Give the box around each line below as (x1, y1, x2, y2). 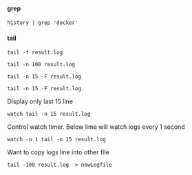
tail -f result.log (7, 49, 63, 56)
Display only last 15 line (7, 97, 74, 105)
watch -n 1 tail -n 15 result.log (7, 136, 107, 143)
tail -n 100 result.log (7, 61, 76, 68)
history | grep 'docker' (7, 19, 78, 26)
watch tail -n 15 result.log (7, 111, 91, 118)
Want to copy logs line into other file (7, 148, 110, 156)
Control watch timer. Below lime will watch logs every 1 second (7, 123, 185, 131)
